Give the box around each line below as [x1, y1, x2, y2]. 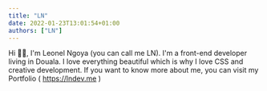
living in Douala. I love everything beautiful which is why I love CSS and [8, 57, 244, 66]
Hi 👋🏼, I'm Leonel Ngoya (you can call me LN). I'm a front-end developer [8, 49, 247, 58]
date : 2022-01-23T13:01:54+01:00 [8, 19, 120, 27]
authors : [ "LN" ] [8, 26, 63, 34]
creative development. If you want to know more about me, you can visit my [8, 65, 259, 75]
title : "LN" [8, 11, 48, 20]
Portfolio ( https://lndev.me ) [8, 73, 102, 84]
